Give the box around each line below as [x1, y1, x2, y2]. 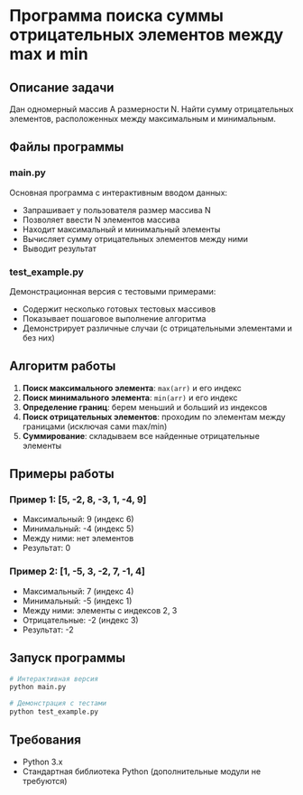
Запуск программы [9, 650, 126, 666]
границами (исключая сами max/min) [22, 421, 168, 432]
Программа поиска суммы [9, 5, 224, 26]
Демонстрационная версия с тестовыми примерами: [9, 285, 216, 296]
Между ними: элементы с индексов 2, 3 [22, 604, 178, 615]
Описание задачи [9, 79, 115, 95]
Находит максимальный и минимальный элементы [22, 223, 221, 235]
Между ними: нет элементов [22, 533, 134, 544]
